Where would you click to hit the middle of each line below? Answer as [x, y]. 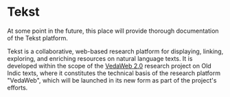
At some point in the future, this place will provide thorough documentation [113, 31]
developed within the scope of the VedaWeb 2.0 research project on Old [109, 66]
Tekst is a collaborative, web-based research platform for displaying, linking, [115, 51]
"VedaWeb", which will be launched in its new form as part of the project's [112, 80]
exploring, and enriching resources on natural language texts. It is [100, 58]
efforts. [18, 87]
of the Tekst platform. [38, 38]
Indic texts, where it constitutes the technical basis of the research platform [114, 73]
